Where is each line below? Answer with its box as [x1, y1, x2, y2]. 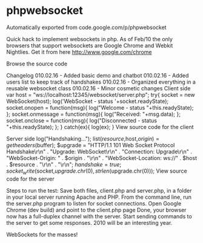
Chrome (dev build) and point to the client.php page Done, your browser [6, 206, 187, 213]
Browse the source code [6, 60, 68, 67]
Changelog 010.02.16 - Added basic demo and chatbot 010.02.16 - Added [6, 72, 189, 79]
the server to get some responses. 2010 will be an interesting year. [6, 219, 173, 226]
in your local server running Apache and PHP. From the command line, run [6, 193, 192, 201]
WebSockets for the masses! [6, 231, 78, 238]
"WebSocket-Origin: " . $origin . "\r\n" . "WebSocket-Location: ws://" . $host [6, 154, 197, 161]
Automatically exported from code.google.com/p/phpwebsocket [6, 24, 167, 31]
